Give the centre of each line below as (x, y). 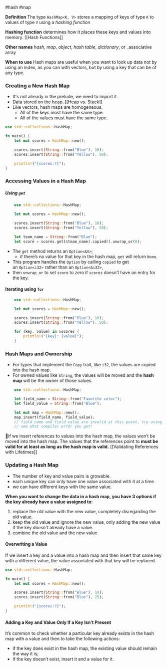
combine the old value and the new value (55, 533)
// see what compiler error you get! (53, 426)
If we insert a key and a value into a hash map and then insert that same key (83, 555)
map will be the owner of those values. (52, 381)
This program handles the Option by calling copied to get (70, 262)
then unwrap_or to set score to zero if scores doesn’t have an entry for (84, 272)
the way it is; (25, 654)
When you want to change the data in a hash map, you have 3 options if (81, 496)
